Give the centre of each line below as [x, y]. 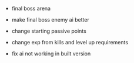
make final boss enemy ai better [50, 20]
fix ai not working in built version [51, 54]
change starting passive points [49, 31]
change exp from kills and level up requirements [70, 42]
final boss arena [31, 8]
